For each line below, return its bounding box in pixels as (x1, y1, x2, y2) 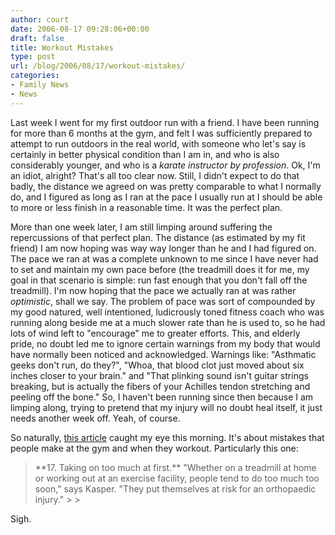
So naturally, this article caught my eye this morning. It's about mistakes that (10, 431, 325, 443)
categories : (10, 71, 60, 81)
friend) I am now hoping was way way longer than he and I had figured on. (10, 242, 317, 254)
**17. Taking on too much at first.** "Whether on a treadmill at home (34, 461, 317, 473)
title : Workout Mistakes (10, 42, 114, 53)
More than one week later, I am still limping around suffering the (10, 221, 273, 233)
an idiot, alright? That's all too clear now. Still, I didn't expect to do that (10, 169, 300, 181)
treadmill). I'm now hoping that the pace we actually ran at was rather (10, 284, 297, 296)
